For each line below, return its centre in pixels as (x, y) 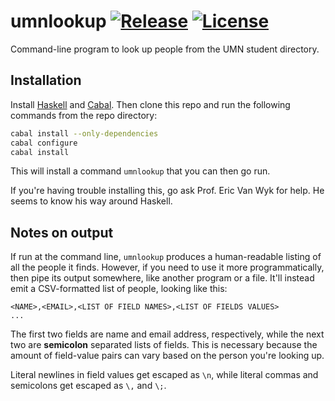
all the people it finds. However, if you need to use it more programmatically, (167, 267)
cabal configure (44, 143)
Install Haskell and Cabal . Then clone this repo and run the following (150, 104)
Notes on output (62, 232)
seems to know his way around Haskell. (91, 201)
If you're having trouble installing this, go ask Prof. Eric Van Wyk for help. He (167, 191)
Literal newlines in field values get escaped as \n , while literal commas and (164, 375)
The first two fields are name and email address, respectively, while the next (167, 334)
